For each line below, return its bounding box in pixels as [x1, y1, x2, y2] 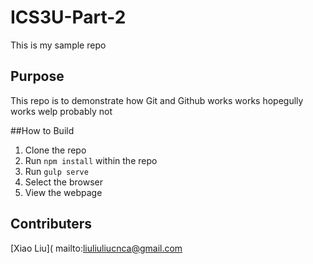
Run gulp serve [24, 165, 89, 177]
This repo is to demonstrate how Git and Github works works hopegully [10, 94, 304, 106]
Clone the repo [24, 144, 87, 156]
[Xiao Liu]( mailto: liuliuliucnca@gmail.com [10, 242, 183, 254]
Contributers [10, 216, 93, 233]
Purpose [10, 68, 65, 85]
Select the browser [24, 176, 103, 188]
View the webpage [24, 186, 103, 198]
